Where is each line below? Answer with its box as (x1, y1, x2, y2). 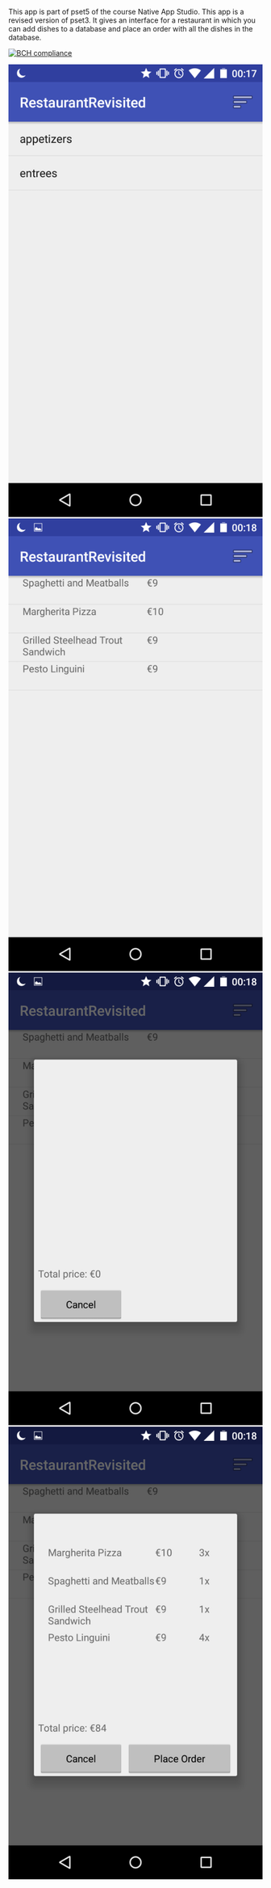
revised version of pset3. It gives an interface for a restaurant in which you (8, 15, 256, 25)
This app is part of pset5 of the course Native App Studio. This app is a (8, 7, 244, 16)
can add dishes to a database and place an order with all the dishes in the (8, 24, 253, 33)
